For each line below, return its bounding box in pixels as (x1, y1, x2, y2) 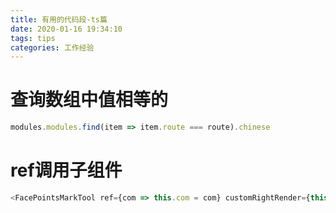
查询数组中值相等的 (10, 89, 169, 111)
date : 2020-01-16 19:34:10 (10, 24, 123, 34)
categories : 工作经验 (10, 42, 95, 53)
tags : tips (10, 33, 56, 43)
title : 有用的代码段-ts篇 (10, 14, 108, 25)
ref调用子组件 (10, 159, 123, 182)
